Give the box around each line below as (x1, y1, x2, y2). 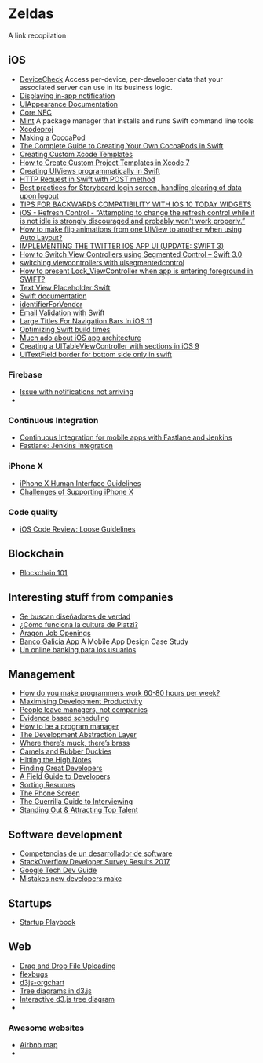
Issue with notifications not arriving (19, 387, 133, 396)
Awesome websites (8, 1022, 85, 1033)
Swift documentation (19, 291, 87, 301)
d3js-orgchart (19, 977, 65, 987)
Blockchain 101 (19, 568, 68, 577)
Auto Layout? (19, 232, 63, 242)
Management (8, 667, 75, 681)
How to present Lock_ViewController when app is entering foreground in (19, 266, 254, 276)
